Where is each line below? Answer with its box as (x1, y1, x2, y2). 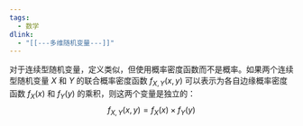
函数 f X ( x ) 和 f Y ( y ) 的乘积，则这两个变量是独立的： (9, 88, 197, 101)
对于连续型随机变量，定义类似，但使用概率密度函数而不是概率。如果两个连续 (9, 64, 294, 75)
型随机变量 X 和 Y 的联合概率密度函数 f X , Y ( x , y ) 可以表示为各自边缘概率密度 (9, 76, 289, 88)
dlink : (9, 30, 34, 39)
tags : (9, 13, 30, 22)
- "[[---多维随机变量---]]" (17, 38, 115, 48)
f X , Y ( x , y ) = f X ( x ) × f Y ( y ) (107, 104, 196, 117)
